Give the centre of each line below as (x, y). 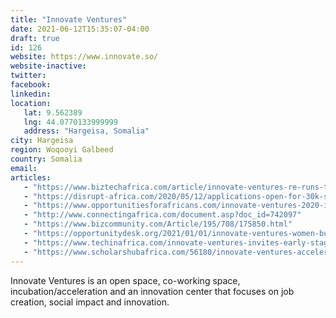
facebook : (31, 85)
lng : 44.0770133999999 (70, 122)
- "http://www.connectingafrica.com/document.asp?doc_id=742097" (162, 215)
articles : (31, 177)
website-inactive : (48, 66)
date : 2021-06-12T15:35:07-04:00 (80, 29)
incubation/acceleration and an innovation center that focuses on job (152, 291)
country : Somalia (46, 159)
